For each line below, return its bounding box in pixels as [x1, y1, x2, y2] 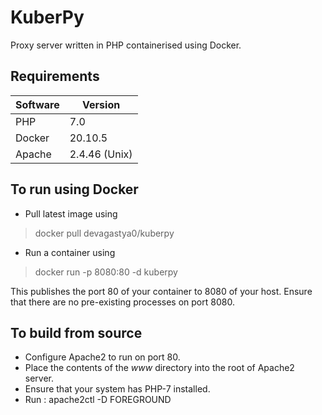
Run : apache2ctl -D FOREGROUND [24, 394, 172, 406]
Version [82, 97, 121, 111]
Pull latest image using [24, 207, 118, 220]
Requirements [10, 68, 100, 85]
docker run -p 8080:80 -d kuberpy [34, 266, 178, 278]
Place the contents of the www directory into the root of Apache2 [24, 362, 295, 374]
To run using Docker [10, 181, 139, 198]
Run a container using [24, 246, 116, 258]
